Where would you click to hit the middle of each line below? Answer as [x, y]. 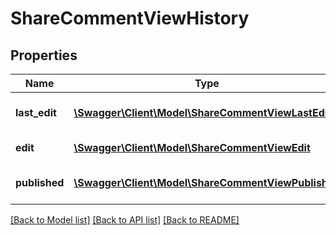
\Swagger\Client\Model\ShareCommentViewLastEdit [202, 112]
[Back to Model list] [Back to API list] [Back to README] [125, 220]
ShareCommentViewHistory [130, 18]
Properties [44, 55]
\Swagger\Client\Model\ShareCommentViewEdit [192, 147]
